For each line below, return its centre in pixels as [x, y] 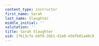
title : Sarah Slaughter [29, 32]
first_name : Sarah [24, 14]
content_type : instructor [31, 9]
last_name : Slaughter [27, 18]
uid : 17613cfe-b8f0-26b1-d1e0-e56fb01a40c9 [50, 36]
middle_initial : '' [25, 23]
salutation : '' [20, 27]
